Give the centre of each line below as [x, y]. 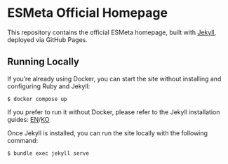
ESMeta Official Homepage [88, 13]
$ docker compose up [38, 99]
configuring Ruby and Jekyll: [49, 86]
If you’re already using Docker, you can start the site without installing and [114, 78]
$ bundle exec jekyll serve [48, 153]
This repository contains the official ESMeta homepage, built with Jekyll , [112, 32]
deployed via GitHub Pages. [47, 39]
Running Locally [43, 62]
